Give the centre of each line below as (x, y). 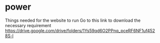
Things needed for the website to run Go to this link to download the (73, 20)
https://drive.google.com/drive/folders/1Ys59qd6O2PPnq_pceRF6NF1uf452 (80, 30)
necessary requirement (28, 25)
